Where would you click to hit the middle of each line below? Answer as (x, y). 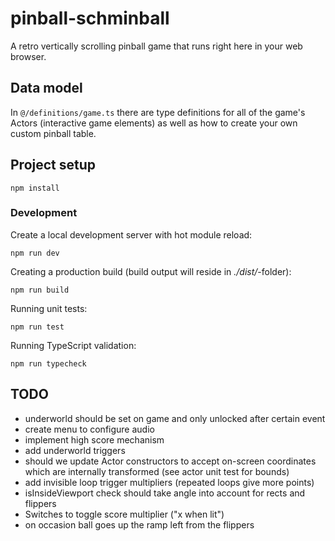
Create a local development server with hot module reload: (131, 234)
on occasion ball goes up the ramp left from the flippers (139, 524)
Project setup (53, 165)
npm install (35, 188)
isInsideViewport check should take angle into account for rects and (165, 493)
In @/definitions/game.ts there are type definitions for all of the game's (158, 112)
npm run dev (35, 253)
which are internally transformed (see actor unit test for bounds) (157, 471)
